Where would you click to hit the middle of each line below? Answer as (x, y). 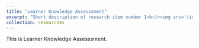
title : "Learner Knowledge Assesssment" (57, 11)
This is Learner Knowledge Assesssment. (57, 39)
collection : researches (36, 22)
